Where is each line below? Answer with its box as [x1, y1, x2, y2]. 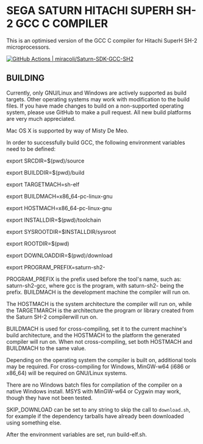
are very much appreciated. [6, 115, 76, 122]
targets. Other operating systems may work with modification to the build [6, 95, 190, 103]
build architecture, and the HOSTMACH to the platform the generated [6, 331, 180, 339]
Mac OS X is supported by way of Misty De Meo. [6, 126, 129, 134]
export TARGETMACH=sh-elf [6, 181, 80, 188]
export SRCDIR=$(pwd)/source [6, 157, 85, 164]
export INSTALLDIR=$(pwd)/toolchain [6, 216, 101, 224]
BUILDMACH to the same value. [6, 344, 87, 352]
